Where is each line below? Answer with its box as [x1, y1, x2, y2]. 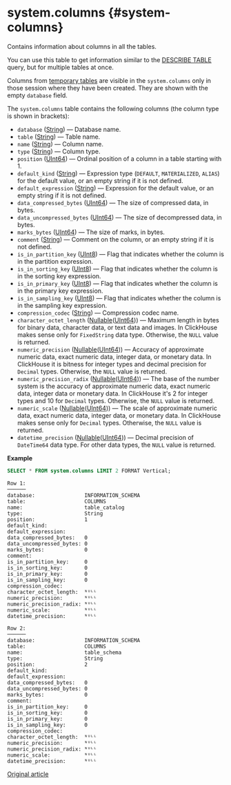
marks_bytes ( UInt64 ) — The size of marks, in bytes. [17, 228, 165, 236]
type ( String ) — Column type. [17, 147, 101, 155]
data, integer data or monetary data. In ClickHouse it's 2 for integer [17, 389, 208, 398]
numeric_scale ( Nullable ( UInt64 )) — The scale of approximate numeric [17, 404, 217, 412]
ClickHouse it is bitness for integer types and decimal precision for [17, 360, 207, 368]
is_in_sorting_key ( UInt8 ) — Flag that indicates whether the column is [17, 264, 219, 273]
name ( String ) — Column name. [17, 139, 104, 148]
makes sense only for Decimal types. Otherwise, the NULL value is [17, 418, 202, 427]
